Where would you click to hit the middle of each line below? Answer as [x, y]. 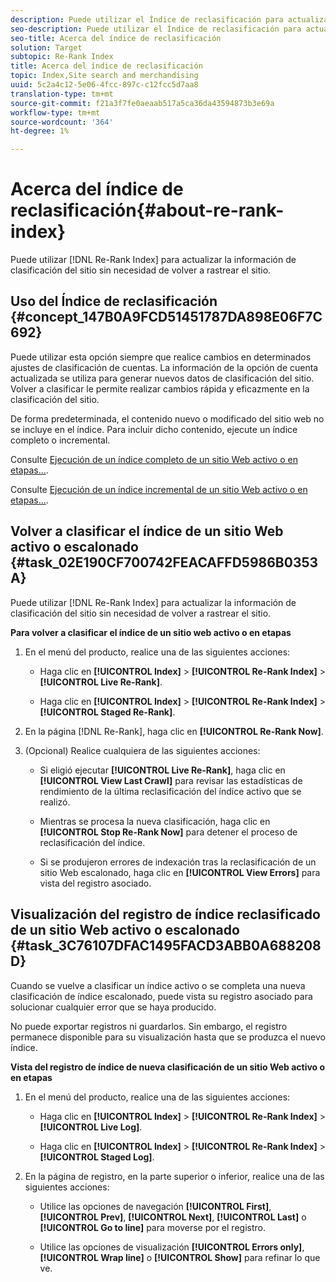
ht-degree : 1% [40, 131]
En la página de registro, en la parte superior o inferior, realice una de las [174, 1176]
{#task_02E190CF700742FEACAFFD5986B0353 [164, 562]
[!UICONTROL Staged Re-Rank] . [107, 712]
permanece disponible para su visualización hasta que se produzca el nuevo [168, 1037]
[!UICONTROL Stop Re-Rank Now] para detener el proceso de [168, 832]
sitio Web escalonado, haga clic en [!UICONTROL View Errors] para [180, 872]
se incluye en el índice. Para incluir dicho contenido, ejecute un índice [154, 429]
